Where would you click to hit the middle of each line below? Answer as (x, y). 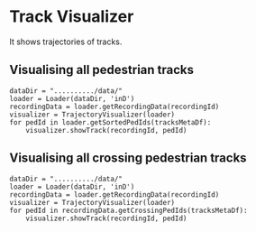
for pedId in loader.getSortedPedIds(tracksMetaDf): (110, 122)
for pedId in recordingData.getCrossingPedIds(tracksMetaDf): (128, 210)
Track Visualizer (72, 17)
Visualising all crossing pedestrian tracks (128, 158)
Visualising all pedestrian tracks (102, 70)
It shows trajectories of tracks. (66, 42)
